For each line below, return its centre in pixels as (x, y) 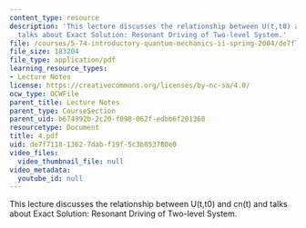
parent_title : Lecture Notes (65, 102)
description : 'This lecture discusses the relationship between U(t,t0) (150, 26)
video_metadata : (40, 170)
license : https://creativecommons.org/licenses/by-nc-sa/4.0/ (130, 85)
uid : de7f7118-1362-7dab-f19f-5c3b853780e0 (93, 144)
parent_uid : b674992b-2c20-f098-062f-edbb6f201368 (107, 119)
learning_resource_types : (58, 69)
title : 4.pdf (34, 136)
